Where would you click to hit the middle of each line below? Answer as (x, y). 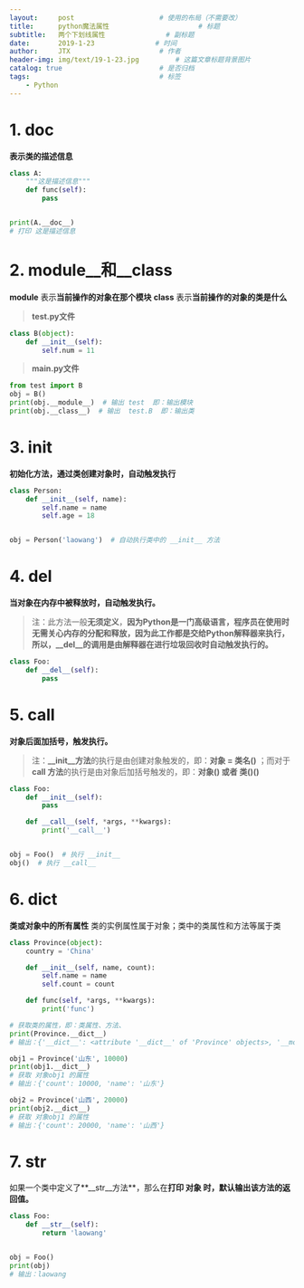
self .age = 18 (68, 516)
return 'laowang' (74, 1233)
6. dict (33, 899)
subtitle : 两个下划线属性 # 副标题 (102, 34)
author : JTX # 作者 (95, 52)
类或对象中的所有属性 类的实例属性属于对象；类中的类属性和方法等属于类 (145, 925)
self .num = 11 (68, 350)
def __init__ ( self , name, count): (90, 968)
